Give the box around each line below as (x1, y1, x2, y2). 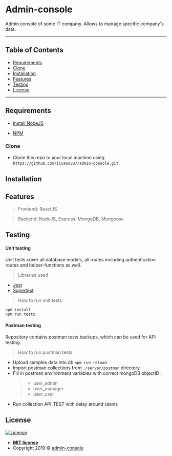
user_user (33, 391, 54, 397)
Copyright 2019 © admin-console (12, 445, 83, 451)
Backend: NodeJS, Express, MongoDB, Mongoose (17, 216, 124, 222)
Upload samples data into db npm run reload (12, 359, 107, 365)
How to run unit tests (17, 297, 62, 303)
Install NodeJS (12, 120, 44, 126)
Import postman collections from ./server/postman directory (12, 365, 140, 371)
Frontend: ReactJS (17, 206, 57, 212)
